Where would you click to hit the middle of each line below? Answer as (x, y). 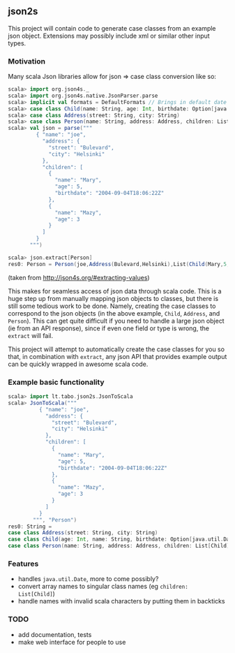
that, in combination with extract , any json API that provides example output (117, 356)
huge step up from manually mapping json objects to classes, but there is (113, 298)
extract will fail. (31, 335)
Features (23, 564)
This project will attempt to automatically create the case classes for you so (116, 349)
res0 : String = (30, 527)
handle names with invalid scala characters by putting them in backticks (121, 601)
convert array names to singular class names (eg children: (103, 587)
